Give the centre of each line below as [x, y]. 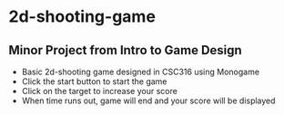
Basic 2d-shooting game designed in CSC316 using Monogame [141, 72]
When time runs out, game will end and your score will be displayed [148, 101]
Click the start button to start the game [94, 81]
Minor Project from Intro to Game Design [125, 50]
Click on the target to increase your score [100, 91]
